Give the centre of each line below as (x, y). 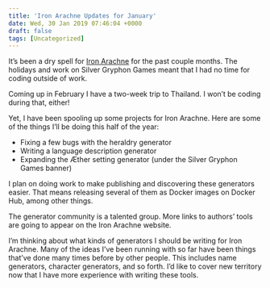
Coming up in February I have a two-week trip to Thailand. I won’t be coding (135, 94)
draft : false (30, 31)
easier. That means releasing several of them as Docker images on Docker (132, 192)
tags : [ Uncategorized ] (46, 38)
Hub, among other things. (51, 201)
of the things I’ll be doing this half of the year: (84, 127)
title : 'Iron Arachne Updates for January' (83, 16)
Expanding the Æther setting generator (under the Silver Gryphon (129, 160)
